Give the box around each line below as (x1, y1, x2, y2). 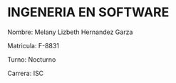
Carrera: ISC (7, 69, 44, 77)
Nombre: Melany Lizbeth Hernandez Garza (7, 28, 133, 36)
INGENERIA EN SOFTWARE (7, 4, 170, 21)
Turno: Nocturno (7, 55, 56, 64)
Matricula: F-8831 (7, 41, 59, 50)
